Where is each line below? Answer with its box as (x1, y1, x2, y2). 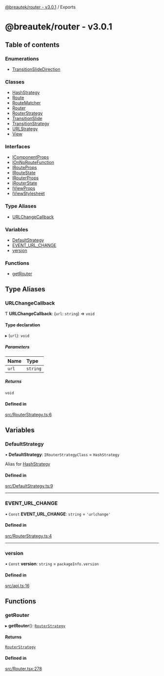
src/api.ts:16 (5, 583, 30, 589)
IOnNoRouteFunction (12, 160, 55, 165)
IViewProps (12, 185, 36, 191)
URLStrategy (12, 126, 38, 132)
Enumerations (5, 55, 39, 62)
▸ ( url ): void (5, 333, 30, 339)
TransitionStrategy (12, 121, 50, 126)
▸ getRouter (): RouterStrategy (5, 622, 66, 629)
